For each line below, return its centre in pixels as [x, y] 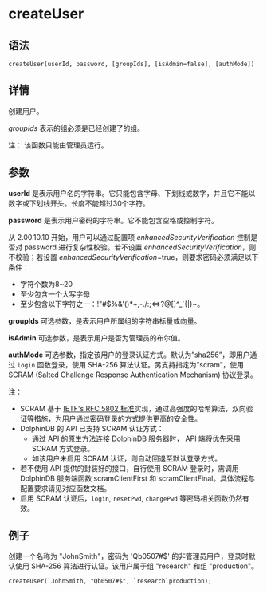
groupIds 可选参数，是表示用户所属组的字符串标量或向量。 [105, 320]
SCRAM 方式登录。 [63, 448]
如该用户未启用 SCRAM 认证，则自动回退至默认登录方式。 [126, 458]
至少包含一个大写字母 [55, 294]
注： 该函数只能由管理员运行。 [58, 145]
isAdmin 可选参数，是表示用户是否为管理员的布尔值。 [96, 338]
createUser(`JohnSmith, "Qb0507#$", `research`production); [110, 581]
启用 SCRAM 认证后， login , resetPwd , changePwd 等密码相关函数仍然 [131, 498]
